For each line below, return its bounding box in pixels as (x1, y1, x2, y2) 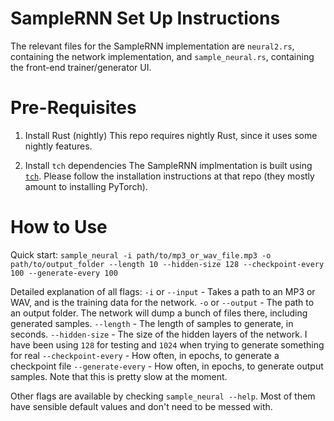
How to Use (10, 216, 108, 239)
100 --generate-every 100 (10, 268, 118, 278)
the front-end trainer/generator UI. (10, 61, 152, 73)
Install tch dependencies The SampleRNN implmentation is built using (24, 159, 313, 171)
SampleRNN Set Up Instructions (10, 7, 281, 30)
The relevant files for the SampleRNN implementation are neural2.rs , (10, 40, 295, 52)
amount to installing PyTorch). (24, 180, 148, 192)
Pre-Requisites (10, 97, 137, 119)
